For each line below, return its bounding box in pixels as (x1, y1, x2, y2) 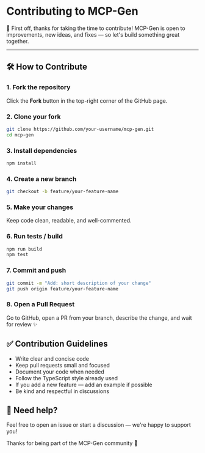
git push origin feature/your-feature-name (6, 285, 119, 292)
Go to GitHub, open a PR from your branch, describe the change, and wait (6, 314, 192, 322)
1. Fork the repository (6, 83, 71, 92)
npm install (6, 160, 37, 166)
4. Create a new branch (6, 174, 77, 183)
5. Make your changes (6, 203, 74, 212)
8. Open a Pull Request (6, 300, 75, 309)
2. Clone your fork (6, 112, 61, 120)
